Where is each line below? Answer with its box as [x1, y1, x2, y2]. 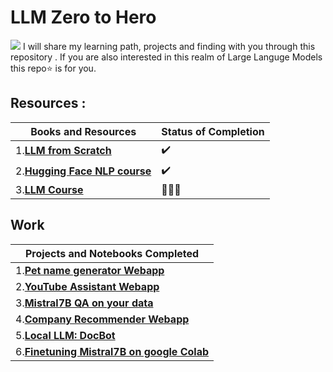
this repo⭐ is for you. [10, 62, 97, 74]
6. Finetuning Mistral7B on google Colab [15, 344, 210, 358]
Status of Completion [161, 124, 265, 138]
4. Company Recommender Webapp [15, 312, 190, 326]
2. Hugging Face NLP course [15, 164, 152, 178]
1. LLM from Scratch [15, 144, 112, 158]
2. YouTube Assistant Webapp [15, 279, 160, 293]
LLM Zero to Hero [10, 6, 157, 29]
